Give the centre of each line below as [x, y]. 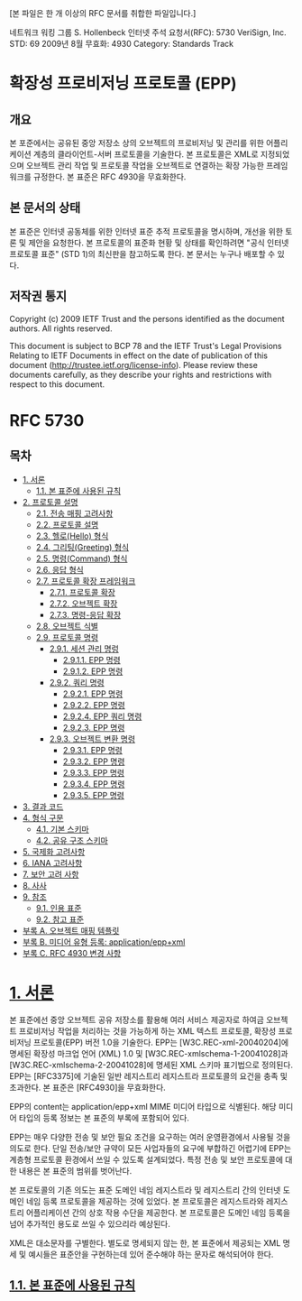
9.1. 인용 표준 [59, 908]
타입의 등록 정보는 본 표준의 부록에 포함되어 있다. [104, 1118]
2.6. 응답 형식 [59, 569]
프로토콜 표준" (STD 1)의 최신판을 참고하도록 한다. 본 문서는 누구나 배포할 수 [142, 254]
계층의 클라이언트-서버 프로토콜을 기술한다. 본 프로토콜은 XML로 [146, 154]
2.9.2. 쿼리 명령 [77, 682]
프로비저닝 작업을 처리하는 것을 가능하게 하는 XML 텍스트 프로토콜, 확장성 [147, 1030]
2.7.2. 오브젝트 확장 [83, 604]
